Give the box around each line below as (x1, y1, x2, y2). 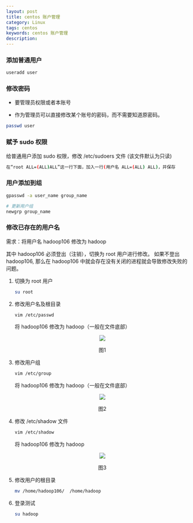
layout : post (6, 8, 38, 15)
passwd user (6, 123, 35, 129)
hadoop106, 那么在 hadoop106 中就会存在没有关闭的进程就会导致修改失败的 (6, 258, 188, 265)
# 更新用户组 (6, 203, 33, 209)
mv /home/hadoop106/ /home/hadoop (14, 489, 101, 494)
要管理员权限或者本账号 (14, 99, 71, 106)
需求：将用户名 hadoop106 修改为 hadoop (6, 238, 107, 245)
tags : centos (6, 25, 38, 31)
